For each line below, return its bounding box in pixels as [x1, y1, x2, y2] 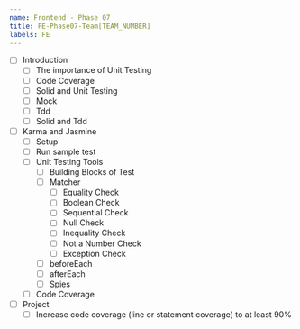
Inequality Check [62, 227, 126, 239]
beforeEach [49, 258, 93, 269]
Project [22, 298, 50, 309]
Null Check [62, 217, 105, 228]
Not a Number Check [62, 238, 141, 249]
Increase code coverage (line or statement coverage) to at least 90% [35, 308, 293, 320]
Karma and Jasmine [22, 125, 97, 136]
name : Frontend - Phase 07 [9, 13, 111, 23]
